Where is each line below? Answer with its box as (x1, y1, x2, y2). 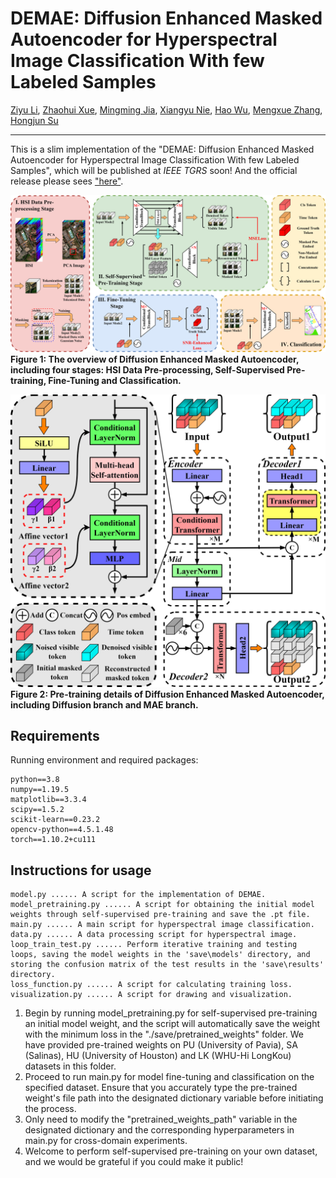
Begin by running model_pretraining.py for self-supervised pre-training (24, 1007, 318, 1019)
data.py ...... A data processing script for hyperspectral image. (10, 930, 298, 940)
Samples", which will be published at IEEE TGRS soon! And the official (10, 164, 298, 176)
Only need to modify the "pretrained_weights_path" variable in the (24, 1113, 298, 1126)
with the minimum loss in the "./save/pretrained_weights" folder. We (24, 1028, 304, 1041)
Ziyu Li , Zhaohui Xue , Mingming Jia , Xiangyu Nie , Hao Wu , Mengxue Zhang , (10, 103, 323, 116)
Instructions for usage (10, 862, 152, 879)
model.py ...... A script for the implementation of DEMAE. (10, 890, 267, 900)
